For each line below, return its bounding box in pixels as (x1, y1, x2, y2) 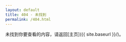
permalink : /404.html (5, 17, 51, 22)
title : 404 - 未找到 (5, 12, 47, 17)
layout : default (5, 7, 40, 13)
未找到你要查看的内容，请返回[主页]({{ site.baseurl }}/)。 (5, 31, 123, 37)
